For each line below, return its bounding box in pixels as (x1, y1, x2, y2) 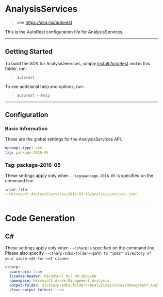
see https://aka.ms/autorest (16, 19, 73, 25)
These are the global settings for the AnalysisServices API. (5, 136, 122, 142)
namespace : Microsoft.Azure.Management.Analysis (9, 278, 110, 283)
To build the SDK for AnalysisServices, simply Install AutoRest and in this (5, 60, 150, 66)
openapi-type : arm (5, 146, 42, 151)
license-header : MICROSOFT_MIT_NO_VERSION (9, 274, 97, 279)
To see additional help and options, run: (5, 84, 84, 89)
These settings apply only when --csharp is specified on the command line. (5, 245, 156, 251)
